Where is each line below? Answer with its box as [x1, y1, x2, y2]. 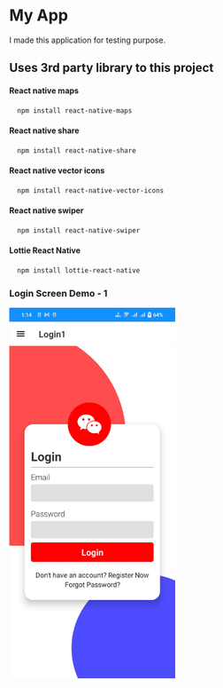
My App [9, 5, 69, 26]
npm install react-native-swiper [17, 225, 141, 235]
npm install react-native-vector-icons [17, 186, 165, 195]
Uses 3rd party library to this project [9, 60, 214, 75]
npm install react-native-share [17, 146, 137, 155]
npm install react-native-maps [17, 106, 133, 115]
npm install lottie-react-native [17, 265, 141, 275]
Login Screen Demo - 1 [9, 287, 108, 299]
